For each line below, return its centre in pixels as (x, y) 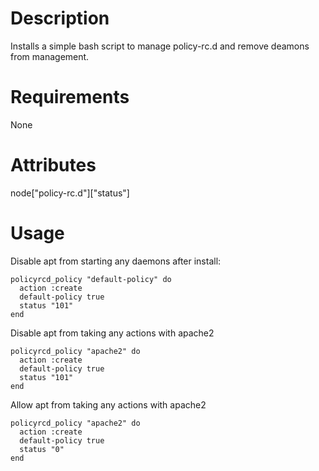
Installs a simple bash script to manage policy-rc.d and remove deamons (160, 46)
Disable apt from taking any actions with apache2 (112, 333)
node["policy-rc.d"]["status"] (70, 193)
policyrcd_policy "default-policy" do (91, 279)
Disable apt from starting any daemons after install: (116, 261)
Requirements (70, 97)
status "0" (42, 449)
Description (60, 18)
